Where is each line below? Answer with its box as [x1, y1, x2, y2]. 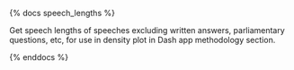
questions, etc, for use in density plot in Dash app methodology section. [9, 35, 276, 45]
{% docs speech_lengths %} [9, 8, 115, 18]
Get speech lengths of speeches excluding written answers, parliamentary [9, 25, 285, 35]
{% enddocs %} [9, 52, 69, 62]
